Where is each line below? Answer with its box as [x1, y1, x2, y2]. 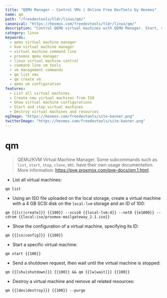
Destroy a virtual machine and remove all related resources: [12, 278, 135, 284]
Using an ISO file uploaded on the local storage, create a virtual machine [12, 195, 161, 201]
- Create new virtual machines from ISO [9, 95, 94, 100]
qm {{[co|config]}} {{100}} [5, 233, 64, 238]
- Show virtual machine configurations [9, 100, 92, 105]
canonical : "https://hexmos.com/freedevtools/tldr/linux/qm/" [5, 21, 137, 26]
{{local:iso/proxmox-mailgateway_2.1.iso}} [18, 214, 110, 219]
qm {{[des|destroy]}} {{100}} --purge [5, 288, 85, 293]
